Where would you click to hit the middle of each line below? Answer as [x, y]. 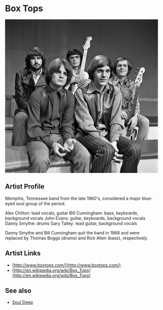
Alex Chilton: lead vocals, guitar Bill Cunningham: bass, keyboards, [72, 213]
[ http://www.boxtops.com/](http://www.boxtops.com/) [66, 265]
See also [18, 291]
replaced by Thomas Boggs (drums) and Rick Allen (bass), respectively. [77, 238]
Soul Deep [22, 302]
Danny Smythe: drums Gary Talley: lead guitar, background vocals [71, 223]
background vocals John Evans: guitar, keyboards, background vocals [75, 218]
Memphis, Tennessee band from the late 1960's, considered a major [73, 198]
